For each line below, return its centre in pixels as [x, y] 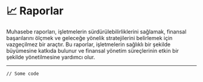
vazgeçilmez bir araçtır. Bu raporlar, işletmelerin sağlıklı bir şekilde [89, 44]
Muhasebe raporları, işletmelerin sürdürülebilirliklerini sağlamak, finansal [96, 31]
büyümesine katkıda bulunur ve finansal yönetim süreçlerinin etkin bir [93, 50]
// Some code [23, 74]
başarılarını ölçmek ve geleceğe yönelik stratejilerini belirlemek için [89, 38]
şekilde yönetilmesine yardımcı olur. [51, 57]
